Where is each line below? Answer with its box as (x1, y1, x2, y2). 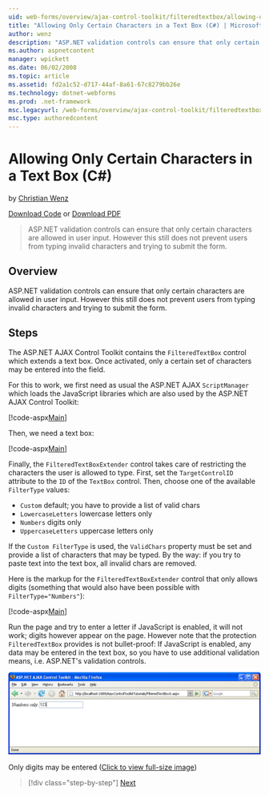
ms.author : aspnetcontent (8, 46, 94, 55)
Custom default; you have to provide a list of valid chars (19, 500, 200, 510)
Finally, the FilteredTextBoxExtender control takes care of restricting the (8, 459, 247, 469)
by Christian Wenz (8, 193, 70, 204)
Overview (8, 264, 58, 278)
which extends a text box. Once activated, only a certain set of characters (8, 356, 252, 365)
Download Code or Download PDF (8, 209, 122, 219)
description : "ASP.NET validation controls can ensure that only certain (8, 38, 260, 46)
